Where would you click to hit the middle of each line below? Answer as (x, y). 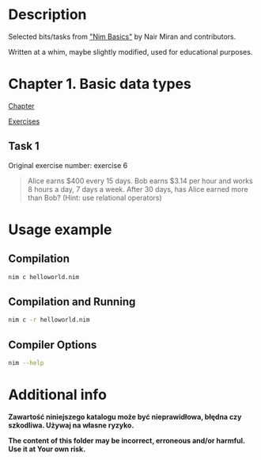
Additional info (57, 395)
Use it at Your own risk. (47, 449)
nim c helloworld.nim (44, 277)
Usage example (60, 230)
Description (47, 15)
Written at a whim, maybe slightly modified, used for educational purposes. (130, 52)
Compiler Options (53, 345)
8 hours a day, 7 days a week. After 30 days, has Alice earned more (138, 189)
